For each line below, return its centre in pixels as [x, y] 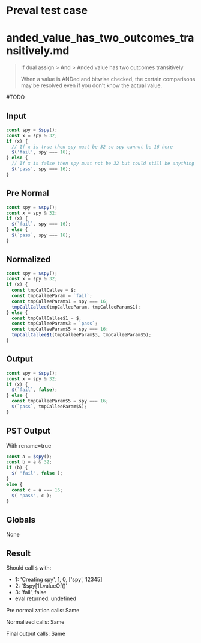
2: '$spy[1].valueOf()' [41, 586]
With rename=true [29, 445]
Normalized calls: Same [35, 622]
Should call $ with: [29, 568]
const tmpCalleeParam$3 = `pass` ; [55, 324]
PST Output [28, 431]
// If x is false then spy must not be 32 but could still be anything [103, 164]
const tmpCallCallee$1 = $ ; [47, 318]
